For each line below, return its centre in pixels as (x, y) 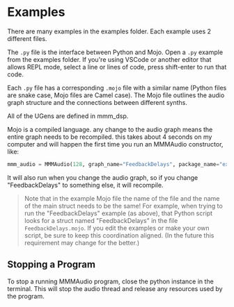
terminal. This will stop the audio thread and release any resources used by (115, 288)
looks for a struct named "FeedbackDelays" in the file (101, 220)
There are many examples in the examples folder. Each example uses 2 (109, 31)
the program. (26, 296)
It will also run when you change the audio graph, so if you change (103, 177)
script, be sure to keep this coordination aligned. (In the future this (119, 235)
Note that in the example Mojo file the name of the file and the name (122, 198)
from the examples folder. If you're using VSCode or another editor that (109, 59)
